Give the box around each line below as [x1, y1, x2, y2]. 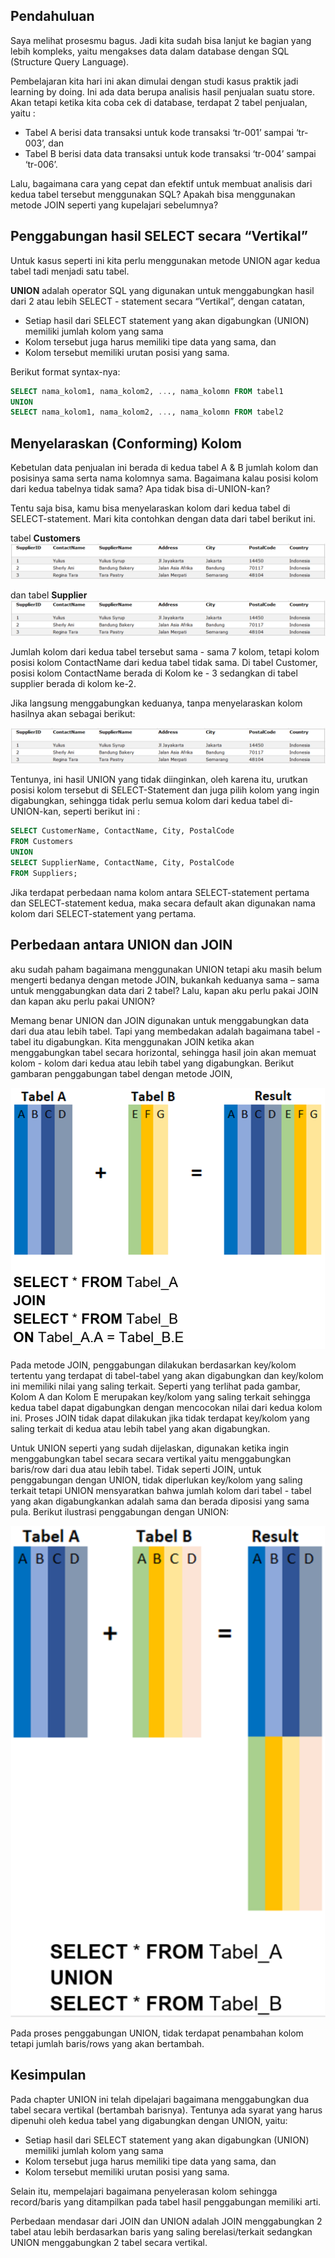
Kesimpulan [10, 2067, 87, 2084]
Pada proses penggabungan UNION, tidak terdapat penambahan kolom [10, 2027, 304, 2039]
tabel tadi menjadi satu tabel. [10, 265, 130, 277]
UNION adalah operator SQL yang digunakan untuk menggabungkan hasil [10, 284, 315, 296]
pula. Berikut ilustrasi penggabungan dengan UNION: [10, 1505, 230, 1518]
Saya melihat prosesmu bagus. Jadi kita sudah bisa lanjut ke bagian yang [10, 34, 312, 46]
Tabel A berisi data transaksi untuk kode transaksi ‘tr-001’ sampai [24, 126, 295, 138]
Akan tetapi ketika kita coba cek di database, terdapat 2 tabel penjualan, [10, 96, 308, 108]
